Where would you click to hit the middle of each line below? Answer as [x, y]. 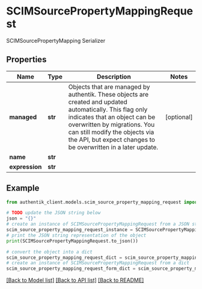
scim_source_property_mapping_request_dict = [64, 258]
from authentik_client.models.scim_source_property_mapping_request [94, 202]
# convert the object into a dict [50, 252]
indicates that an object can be [112, 117]
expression [26, 167]
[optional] [179, 117]
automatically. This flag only [108, 109]
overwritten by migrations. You [112, 124]
